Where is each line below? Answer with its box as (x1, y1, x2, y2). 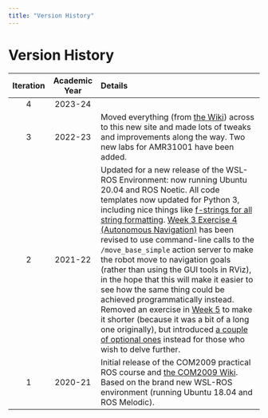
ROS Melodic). (100, 396, 155, 408)
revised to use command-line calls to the (100, 234, 255, 245)
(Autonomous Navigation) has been (100, 224, 234, 235)
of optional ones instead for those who (100, 333, 246, 345)
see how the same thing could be (100, 284, 225, 295)
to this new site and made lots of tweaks (100, 121, 251, 132)
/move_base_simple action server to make (100, 244, 254, 255)
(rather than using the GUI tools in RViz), (100, 264, 252, 275)
